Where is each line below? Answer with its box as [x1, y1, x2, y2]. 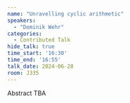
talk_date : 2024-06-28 [7, 63, 74, 70]
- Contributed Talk [13, 37, 71, 44]
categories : [7, 30, 42, 37]
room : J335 [7, 69, 39, 76]
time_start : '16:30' [7, 50, 68, 57]
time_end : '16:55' [7, 56, 61, 63]
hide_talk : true [7, 43, 55, 50]
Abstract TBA [7, 89, 46, 97]
